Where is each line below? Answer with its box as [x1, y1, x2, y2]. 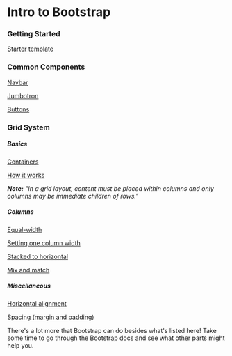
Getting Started [7, 29, 60, 39]
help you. [7, 341, 34, 349]
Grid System [7, 123, 50, 132]
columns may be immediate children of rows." [7, 192, 139, 200]
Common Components [7, 62, 85, 72]
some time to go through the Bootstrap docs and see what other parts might [7, 334, 225, 342]
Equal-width [7, 225, 42, 233]
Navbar [7, 78, 28, 86]
